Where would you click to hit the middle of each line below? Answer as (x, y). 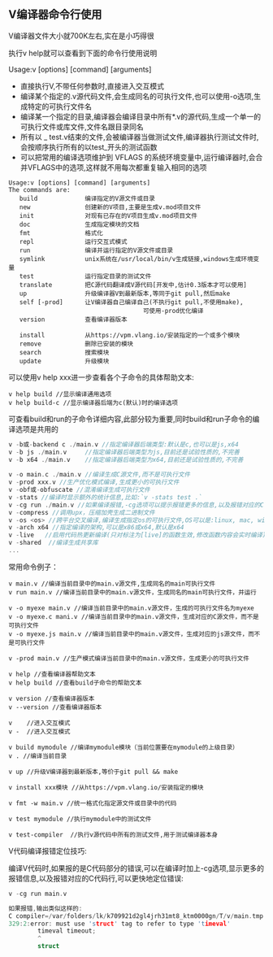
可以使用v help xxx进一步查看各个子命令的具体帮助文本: (102, 377)
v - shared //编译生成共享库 (54, 543)
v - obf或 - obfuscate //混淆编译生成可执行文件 (79, 490)
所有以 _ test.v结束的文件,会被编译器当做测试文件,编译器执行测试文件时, (139, 137)
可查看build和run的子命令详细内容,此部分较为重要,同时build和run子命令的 (131, 419)
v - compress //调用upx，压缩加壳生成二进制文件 (82, 512)
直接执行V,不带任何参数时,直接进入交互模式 (92, 86)
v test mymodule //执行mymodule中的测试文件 (80, 819)
